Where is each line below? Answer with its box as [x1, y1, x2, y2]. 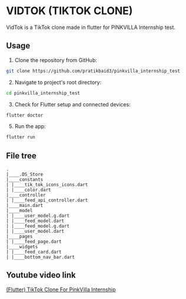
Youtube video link [6, 270, 77, 280]
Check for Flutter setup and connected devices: [14, 100, 131, 108]
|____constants [6, 177, 44, 183]
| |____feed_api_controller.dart [6, 197, 88, 203]
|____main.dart [6, 203, 44, 209]
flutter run [6, 134, 35, 140]
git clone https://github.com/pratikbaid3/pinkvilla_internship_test [6, 68, 181, 74]
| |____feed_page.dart [6, 239, 62, 245]
